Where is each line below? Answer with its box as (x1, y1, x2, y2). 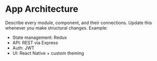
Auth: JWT (12, 45, 35, 51)
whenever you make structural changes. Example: (5, 25, 108, 30)
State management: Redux (12, 34, 67, 40)
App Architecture (5, 3, 79, 15)
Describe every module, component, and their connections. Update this (5, 20, 152, 26)
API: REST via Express (12, 39, 58, 45)
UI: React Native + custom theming (12, 50, 84, 56)
